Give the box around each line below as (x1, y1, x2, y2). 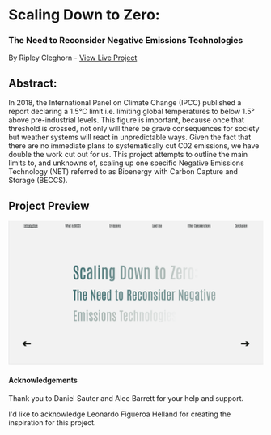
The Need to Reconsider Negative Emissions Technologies (8, 35, 243, 46)
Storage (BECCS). (8, 176, 68, 186)
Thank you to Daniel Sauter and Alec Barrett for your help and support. (8, 393, 244, 403)
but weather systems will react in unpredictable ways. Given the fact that (8, 132, 252, 143)
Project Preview (8, 198, 90, 212)
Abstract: (8, 76, 57, 90)
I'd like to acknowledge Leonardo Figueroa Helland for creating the (8, 409, 231, 419)
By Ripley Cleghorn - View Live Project (8, 53, 138, 62)
